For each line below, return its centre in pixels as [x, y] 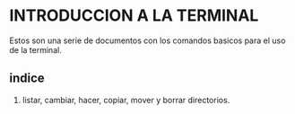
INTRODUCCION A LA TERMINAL [134, 16]
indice [27, 79]
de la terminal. [36, 49]
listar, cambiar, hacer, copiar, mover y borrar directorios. [126, 100]
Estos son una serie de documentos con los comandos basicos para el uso [147, 40]
